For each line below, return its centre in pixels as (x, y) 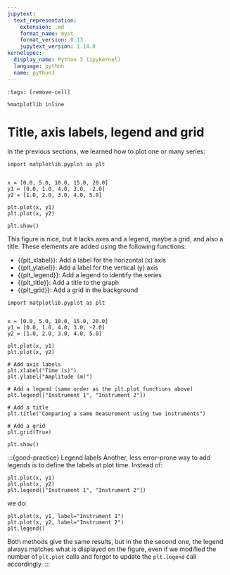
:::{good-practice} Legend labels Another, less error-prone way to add (109, 457)
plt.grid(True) (30, 432)
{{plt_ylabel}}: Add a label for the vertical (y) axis (88, 267)
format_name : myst (47, 33)
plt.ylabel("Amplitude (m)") (50, 377)
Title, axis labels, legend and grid (106, 132)
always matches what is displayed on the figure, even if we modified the (112, 549)
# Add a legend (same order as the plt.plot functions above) (100, 389)
